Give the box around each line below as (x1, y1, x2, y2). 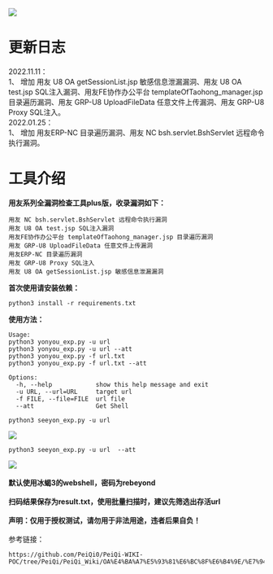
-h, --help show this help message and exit (15, 380, 209, 388)
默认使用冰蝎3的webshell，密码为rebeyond (8, 477, 156, 488)
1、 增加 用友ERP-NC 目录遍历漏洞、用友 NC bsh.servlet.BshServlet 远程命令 (8, 127, 265, 138)
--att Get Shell (15, 401, 129, 410)
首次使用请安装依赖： (8, 283, 80, 292)
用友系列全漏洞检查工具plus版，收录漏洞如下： (8, 198, 167, 208)
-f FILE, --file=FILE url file (15, 395, 126, 403)
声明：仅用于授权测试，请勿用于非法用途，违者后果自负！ (8, 515, 201, 525)
